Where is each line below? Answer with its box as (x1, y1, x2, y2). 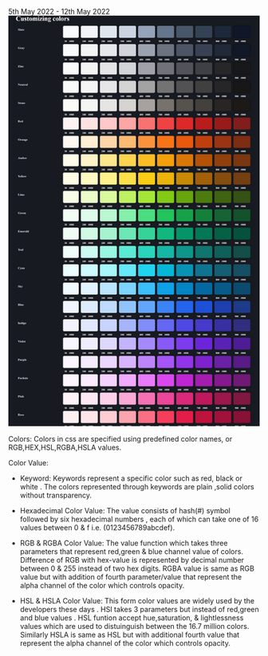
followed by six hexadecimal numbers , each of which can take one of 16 (19, 514, 259, 524)
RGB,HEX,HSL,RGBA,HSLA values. (8, 442, 122, 453)
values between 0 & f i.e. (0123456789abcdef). (19, 523, 175, 532)
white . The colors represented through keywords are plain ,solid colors (19, 482, 254, 492)
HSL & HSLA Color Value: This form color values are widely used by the (19, 596, 255, 606)
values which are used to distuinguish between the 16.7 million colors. (19, 622, 250, 631)
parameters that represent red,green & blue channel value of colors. (19, 547, 243, 556)
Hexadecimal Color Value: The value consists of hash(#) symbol (19, 506, 231, 516)
